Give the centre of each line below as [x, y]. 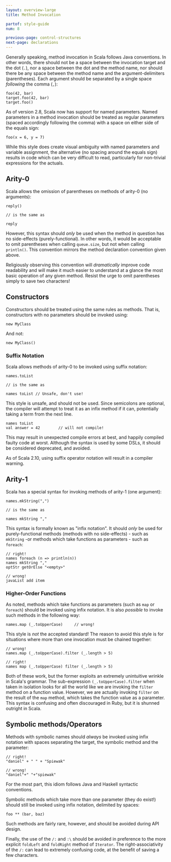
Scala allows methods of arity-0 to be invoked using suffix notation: [76, 367]
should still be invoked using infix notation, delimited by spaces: [73, 804]
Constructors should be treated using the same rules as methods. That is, [83, 309]
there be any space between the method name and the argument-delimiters [85, 73]
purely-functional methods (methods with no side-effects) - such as [77, 534]
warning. [15, 463]
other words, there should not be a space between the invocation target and [86, 62]
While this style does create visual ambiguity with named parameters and [83, 147]
